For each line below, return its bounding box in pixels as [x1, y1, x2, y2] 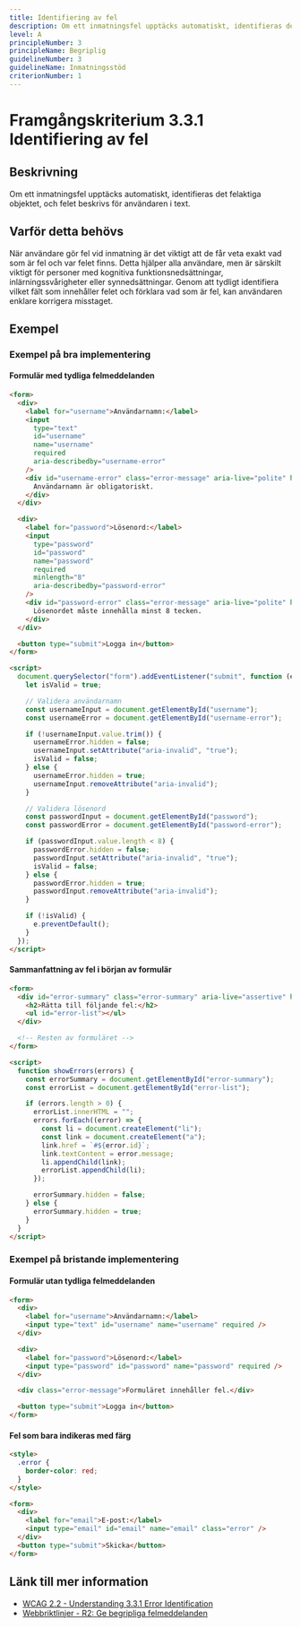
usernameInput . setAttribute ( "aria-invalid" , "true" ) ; [32, 746, 239, 756]
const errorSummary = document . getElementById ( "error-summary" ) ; [25, 1075, 275, 1084]
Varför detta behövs [9, 224, 124, 239]
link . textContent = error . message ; [41, 1149, 175, 1158]
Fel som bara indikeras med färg [9, 1430, 132, 1441]
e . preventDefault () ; [32, 920, 110, 929]
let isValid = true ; [25, 680, 102, 690]
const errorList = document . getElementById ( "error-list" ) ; [25, 1083, 251, 1092]
